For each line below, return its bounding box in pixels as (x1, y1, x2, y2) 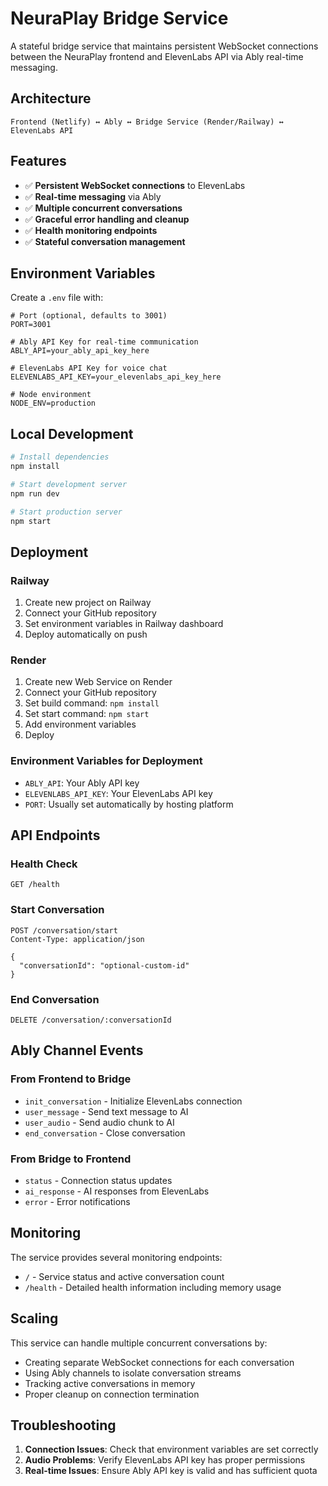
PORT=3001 (10, 320, 52, 330)
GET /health (10, 880, 60, 890)
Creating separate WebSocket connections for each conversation (24, 1356, 295, 1368)
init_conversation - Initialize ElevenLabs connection (24, 1095, 243, 1107)
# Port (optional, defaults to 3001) (10, 311, 168, 321)
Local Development (10, 425, 134, 442)
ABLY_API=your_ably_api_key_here (10, 346, 150, 356)
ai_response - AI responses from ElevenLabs (24, 1185, 210, 1197)
